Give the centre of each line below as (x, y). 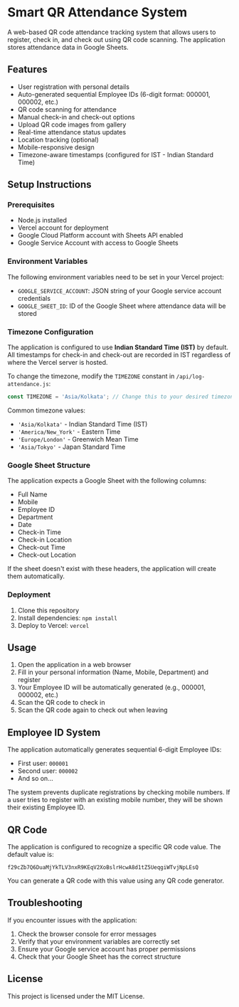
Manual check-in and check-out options (76, 117)
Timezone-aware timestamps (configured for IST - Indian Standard (116, 154)
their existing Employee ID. (46, 807)
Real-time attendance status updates (72, 132)
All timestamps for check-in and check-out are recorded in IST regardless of (119, 355)
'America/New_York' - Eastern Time (69, 432)
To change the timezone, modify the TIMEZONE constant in (91, 376)
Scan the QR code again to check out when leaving (93, 710)
